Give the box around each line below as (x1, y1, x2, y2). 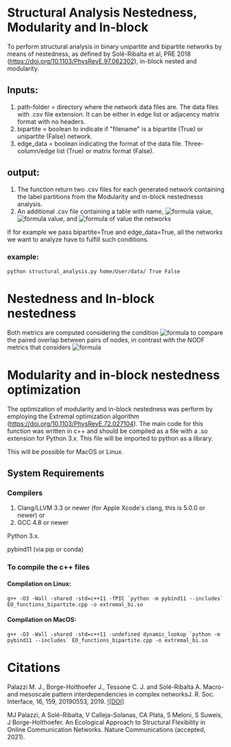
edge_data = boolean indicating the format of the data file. (17, 139, 183, 148)
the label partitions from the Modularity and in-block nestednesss (17, 192, 203, 201)
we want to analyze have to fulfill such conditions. (7, 235, 150, 243)
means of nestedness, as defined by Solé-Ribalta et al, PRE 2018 (7, 50, 191, 58)
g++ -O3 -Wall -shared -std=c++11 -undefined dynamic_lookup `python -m (7, 630, 221, 638)
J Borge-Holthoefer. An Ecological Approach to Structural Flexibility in (7, 718, 205, 726)
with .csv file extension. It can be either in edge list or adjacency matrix (17, 110, 220, 118)
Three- (183, 139, 205, 148)
